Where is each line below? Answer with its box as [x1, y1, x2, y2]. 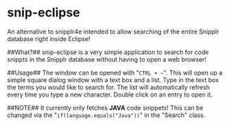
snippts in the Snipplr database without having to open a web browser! [7, 55, 207, 63]
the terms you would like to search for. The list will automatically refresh [7, 83, 210, 91]
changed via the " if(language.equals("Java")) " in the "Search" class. [7, 111, 206, 119]
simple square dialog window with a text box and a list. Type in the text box [7, 75, 219, 84]
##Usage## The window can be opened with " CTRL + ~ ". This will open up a [7, 68, 223, 77]
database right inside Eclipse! [7, 34, 91, 42]
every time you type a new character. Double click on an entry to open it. [7, 90, 213, 99]
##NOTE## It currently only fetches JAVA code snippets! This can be [7, 103, 204, 112]
